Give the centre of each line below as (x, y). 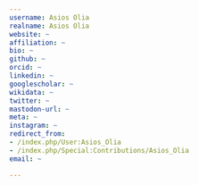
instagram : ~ (33, 126)
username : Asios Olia (49, 17)
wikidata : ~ (31, 92)
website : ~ (29, 34)
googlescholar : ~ (41, 84)
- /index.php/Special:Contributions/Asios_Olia (99, 150)
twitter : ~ (29, 101)
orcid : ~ (25, 68)
